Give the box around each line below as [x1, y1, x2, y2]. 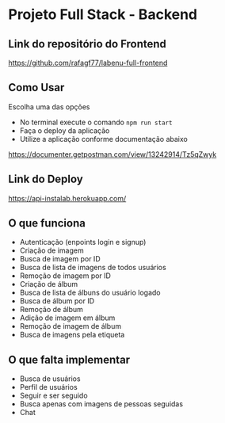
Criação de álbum [19, 280, 78, 289]
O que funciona [8, 216, 86, 231]
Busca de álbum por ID [19, 296, 95, 306]
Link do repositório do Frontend [8, 37, 166, 51]
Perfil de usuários [19, 383, 78, 392]
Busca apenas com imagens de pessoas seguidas [19, 399, 184, 409]
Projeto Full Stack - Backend [8, 6, 198, 24]
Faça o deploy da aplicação [19, 125, 110, 135]
